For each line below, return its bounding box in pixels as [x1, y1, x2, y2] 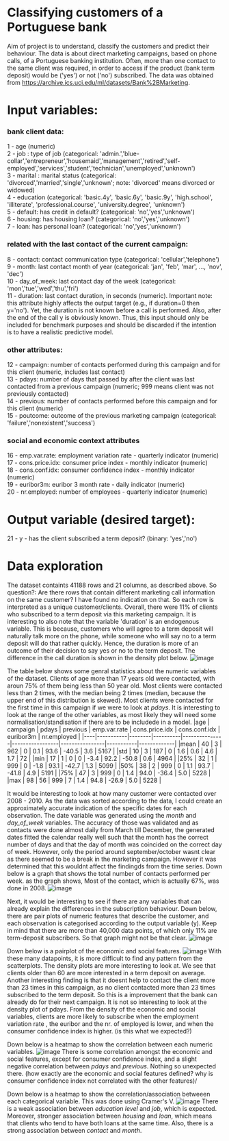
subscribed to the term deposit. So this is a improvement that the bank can [7, 991, 217, 999]
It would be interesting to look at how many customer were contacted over [7, 790, 217, 798]
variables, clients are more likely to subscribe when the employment [7, 1012, 199, 1021]
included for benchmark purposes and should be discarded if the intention [7, 321, 217, 329]
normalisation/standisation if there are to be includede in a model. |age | [7, 718, 210, 727]
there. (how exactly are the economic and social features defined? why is [7, 1070, 213, 1078]
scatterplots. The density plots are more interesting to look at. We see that [7, 962, 216, 970]
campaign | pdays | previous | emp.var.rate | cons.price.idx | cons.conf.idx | [7, 725, 221, 733]
